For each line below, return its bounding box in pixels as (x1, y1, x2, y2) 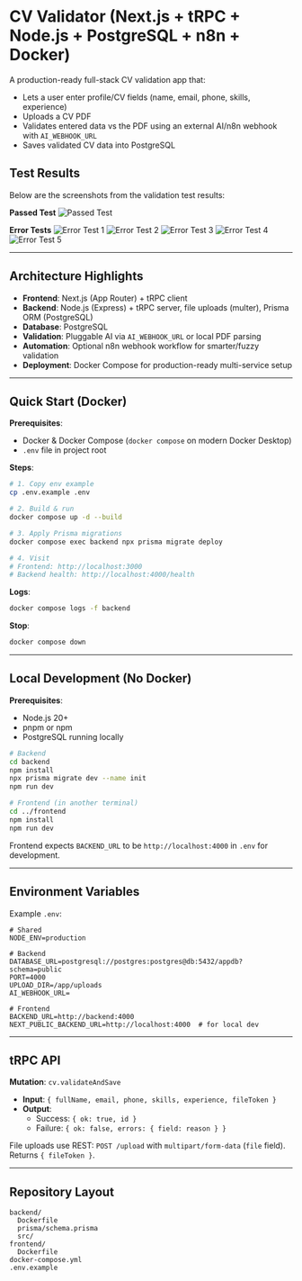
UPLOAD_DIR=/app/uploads (9, 980, 102, 989)
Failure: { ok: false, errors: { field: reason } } (35, 1123, 226, 1133)
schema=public (9, 965, 63, 974)
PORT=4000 (9, 972, 47, 982)
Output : (22, 1104, 52, 1114)
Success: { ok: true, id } (35, 1114, 138, 1124)
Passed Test (9, 207, 57, 218)
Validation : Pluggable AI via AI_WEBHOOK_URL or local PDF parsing (22, 330, 262, 341)
